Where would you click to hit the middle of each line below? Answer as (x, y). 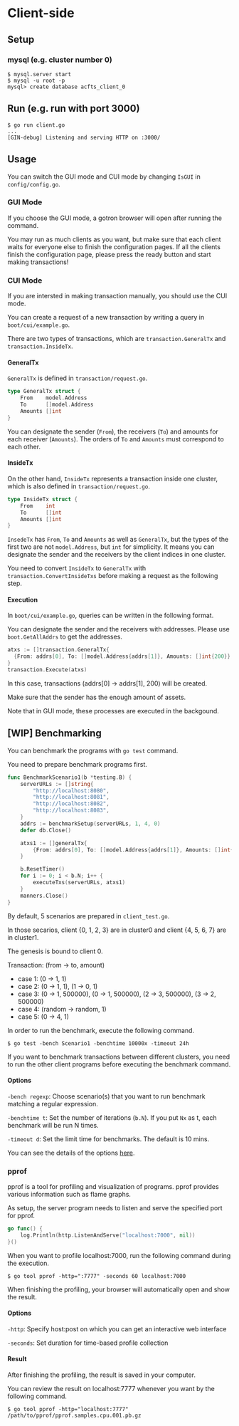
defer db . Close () (46, 830)
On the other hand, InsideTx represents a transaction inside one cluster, (113, 478)
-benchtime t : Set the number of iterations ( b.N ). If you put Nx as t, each (112, 1117)
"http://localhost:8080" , (71, 791)
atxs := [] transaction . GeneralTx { (59, 650)
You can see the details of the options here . (71, 1153)
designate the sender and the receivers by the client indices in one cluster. (117, 555)
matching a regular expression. (53, 1103)
